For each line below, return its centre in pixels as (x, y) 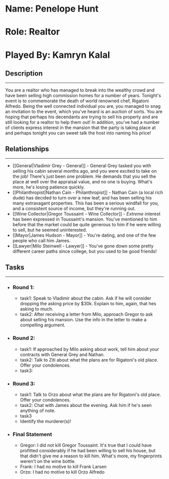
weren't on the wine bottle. (48, 461)
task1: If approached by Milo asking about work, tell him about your (90, 349)
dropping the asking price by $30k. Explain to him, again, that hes (88, 304)
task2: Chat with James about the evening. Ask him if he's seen (86, 405)
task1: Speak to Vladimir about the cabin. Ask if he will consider (86, 298)
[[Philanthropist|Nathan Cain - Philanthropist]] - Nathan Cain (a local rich (88, 192)
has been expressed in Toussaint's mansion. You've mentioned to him (85, 219)
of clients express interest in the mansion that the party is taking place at (80, 128)
